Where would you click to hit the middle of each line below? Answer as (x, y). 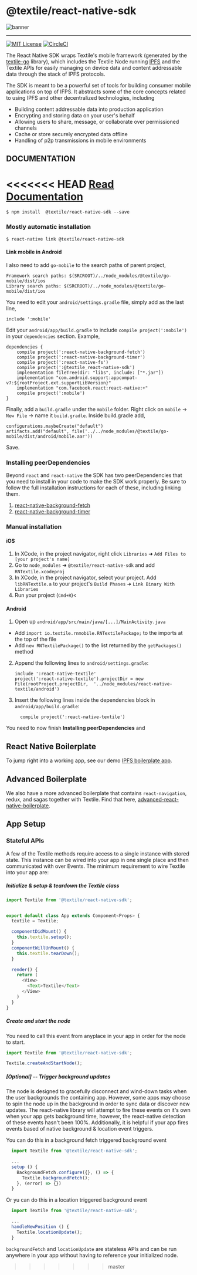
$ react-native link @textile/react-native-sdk (65, 239)
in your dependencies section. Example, (53, 336)
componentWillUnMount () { (43, 948)
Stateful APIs (25, 841)
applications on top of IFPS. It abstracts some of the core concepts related (96, 92)
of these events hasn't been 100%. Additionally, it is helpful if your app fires (97, 1122)
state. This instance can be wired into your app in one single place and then (98, 860)
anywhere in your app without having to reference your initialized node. (92, 1255)
